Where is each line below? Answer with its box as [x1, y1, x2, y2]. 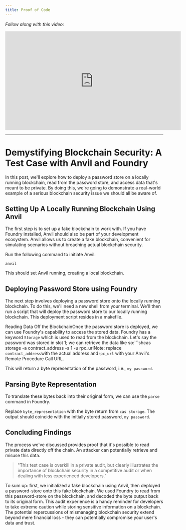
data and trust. [5, 519, 36, 525]
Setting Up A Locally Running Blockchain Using [5, 204, 155, 213]
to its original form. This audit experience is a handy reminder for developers [5, 498, 163, 504]
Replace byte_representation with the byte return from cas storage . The [5, 408, 155, 414]
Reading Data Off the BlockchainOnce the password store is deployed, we [5, 324, 158, 330]
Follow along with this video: [5, 21, 64, 27]
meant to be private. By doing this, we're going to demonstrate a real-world [5, 184, 161, 191]
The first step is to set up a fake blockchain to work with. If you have [5, 226, 146, 232]
